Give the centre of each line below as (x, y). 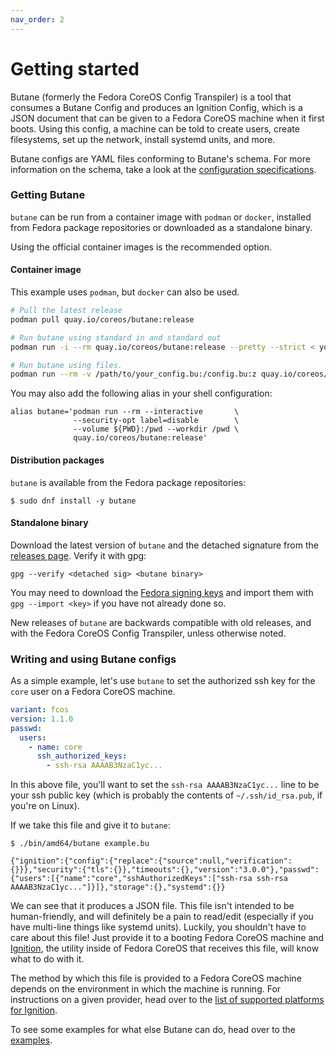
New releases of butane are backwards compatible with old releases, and (161, 622)
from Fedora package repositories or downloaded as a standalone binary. (161, 227)
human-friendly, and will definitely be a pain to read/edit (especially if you (162, 917)
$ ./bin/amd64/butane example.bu (80, 844)
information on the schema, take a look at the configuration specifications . (163, 169)
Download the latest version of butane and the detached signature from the (164, 545)
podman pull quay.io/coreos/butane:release (102, 319)
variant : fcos (40, 710)
